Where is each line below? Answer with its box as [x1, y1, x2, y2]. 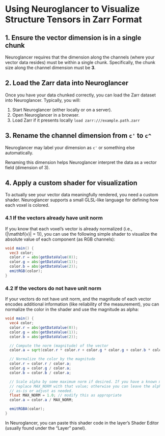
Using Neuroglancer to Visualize [5, 3, 140, 15]
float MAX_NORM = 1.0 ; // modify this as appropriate [9, 393, 122, 398]
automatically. [5, 150, 33, 156]
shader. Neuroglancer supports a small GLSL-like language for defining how [5, 197, 159, 203]
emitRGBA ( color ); [9, 406, 45, 411]
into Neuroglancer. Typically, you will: [5, 97, 81, 103]
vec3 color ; [9, 250, 34, 255]
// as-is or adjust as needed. [9, 388, 74, 393]
